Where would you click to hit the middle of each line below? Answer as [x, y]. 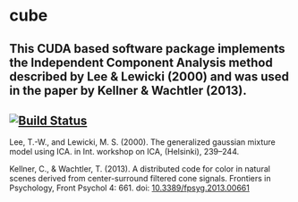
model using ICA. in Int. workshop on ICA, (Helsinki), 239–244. [124, 152]
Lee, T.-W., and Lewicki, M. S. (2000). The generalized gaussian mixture [142, 142]
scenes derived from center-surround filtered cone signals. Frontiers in [140, 179]
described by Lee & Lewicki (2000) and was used [149, 76]
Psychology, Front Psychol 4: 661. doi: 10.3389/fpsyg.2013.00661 [130, 188]
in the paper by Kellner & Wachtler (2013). [128, 90]
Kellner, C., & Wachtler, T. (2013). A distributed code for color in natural [140, 169]
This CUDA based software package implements [147, 49]
